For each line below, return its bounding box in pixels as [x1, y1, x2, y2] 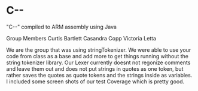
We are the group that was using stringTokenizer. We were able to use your [6, 46, 191, 54]
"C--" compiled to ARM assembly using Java [6, 23, 117, 30]
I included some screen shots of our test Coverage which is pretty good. [6, 78, 185, 85]
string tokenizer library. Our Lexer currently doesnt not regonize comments [6, 59, 191, 66]
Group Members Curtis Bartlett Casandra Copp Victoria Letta [6, 34, 157, 42]
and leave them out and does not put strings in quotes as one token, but [6, 65, 184, 72]
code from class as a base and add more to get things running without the [6, 52, 188, 59]
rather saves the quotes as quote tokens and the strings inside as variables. [6, 71, 193, 79]
